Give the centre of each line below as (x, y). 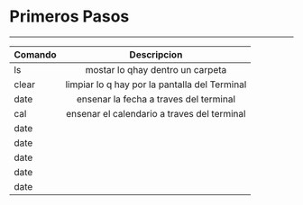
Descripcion (156, 54)
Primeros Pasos (69, 17)
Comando (35, 54)
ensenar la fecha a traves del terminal (156, 99)
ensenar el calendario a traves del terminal (156, 113)
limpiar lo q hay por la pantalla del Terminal (156, 85)
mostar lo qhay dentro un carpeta (156, 69)
